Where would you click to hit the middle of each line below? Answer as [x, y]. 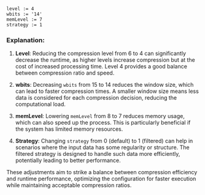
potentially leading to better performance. [68, 160]
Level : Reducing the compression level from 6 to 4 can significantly [100, 53]
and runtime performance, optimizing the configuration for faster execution [101, 179]
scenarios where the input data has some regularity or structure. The [102, 147]
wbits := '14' [25, 14]
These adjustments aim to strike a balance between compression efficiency [102, 172]
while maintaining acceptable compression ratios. [69, 185]
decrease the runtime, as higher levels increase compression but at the [105, 60]
